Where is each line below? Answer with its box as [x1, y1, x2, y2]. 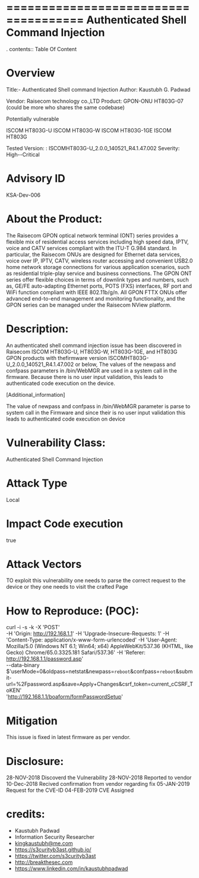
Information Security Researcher [14, 833, 95, 841]
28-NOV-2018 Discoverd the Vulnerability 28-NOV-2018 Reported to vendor [6, 774, 192, 781]
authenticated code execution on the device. [6, 380, 116, 387]
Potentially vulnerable [6, 115, 59, 122]
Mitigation [6, 714, 58, 728]
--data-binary [6, 662, 40, 669]
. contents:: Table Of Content [6, 45, 77, 52]
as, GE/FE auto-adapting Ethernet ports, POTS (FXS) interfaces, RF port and [6, 282, 192, 289]
